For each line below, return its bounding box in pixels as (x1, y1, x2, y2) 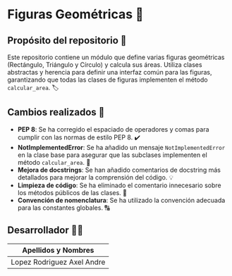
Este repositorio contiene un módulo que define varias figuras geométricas (7, 53, 225, 61)
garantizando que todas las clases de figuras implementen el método (7, 75, 208, 84)
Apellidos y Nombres (22, 245, 94, 255)
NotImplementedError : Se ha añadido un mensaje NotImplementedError (17, 143, 226, 151)
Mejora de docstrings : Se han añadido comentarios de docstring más (17, 165, 221, 174)
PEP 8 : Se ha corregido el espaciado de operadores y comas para (17, 125, 209, 133)
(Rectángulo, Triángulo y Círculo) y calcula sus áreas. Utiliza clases (7, 61, 202, 69)
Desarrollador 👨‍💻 (7, 225, 84, 237)
